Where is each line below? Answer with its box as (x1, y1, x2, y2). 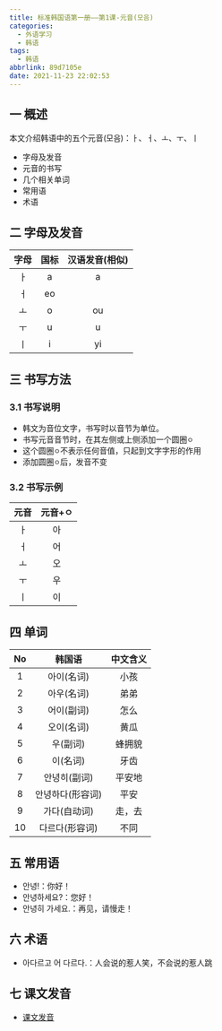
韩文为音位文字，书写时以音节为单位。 (21, 423, 164, 434)
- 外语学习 (17, 30, 53, 39)
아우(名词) (47, 688, 90, 700)
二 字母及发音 (9, 225, 83, 240)
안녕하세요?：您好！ (21, 891, 95, 902)
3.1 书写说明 (9, 401, 61, 413)
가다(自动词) (43, 805, 94, 818)
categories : (9, 22, 54, 30)
